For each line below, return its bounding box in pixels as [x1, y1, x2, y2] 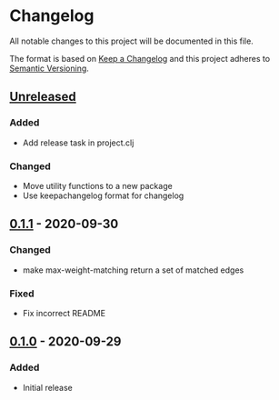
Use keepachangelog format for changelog [22, 190, 184, 201]
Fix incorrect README [22, 307, 106, 318]
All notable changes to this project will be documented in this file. [9, 35, 254, 46]
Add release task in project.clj [22, 137, 135, 148]
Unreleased [9, 89, 77, 105]
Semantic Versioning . [9, 63, 89, 74]
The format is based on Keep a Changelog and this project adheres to [9, 53, 271, 64]
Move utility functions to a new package [22, 180, 173, 191]
